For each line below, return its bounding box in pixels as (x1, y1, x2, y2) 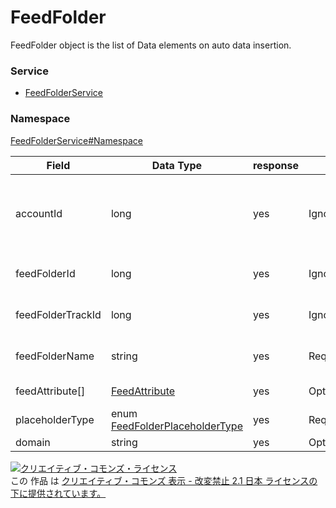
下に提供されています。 (10, 487, 107, 499)
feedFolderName (15, 349, 95, 363)
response (252, 158, 299, 172)
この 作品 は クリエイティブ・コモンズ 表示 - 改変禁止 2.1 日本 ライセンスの (10, 474, 318, 486)
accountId (15, 206, 63, 220)
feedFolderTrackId (15, 307, 102, 321)
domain (15, 435, 51, 449)
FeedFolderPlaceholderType (110, 419, 243, 433)
